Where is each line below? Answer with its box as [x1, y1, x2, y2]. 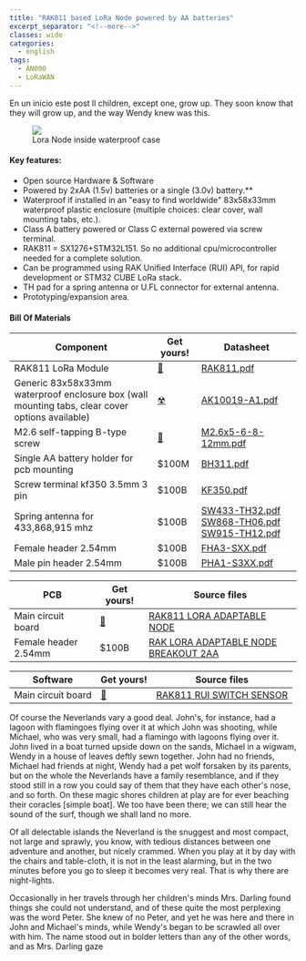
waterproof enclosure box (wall [14, 388, 148, 401]
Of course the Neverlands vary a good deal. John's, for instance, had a [9, 712, 276, 723]
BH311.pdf [200, 457, 250, 470]
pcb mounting [14, 464, 74, 476]
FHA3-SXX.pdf [200, 542, 267, 555]
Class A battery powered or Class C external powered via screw [22, 223, 263, 234]
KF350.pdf [200, 484, 248, 496]
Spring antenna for [14, 510, 94, 523]
